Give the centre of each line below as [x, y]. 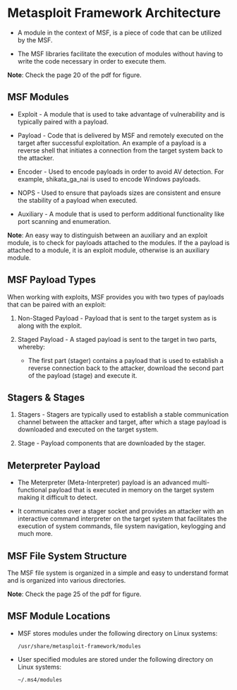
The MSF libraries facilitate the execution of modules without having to [120, 54]
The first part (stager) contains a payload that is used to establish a [126, 360]
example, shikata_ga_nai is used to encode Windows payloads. [109, 179]
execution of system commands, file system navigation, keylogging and [121, 526]
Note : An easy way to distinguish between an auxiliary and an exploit [108, 235]
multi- [201, 482]
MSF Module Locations [59, 616]
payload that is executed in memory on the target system [131, 490]
